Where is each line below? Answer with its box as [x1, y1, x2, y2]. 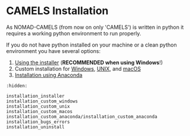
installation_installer [6, 93, 65, 99]
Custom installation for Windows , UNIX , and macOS [14, 65, 141, 72]
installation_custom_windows [6, 98, 78, 104]
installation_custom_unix [6, 103, 70, 110]
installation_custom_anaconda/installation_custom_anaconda [6, 114, 158, 120]
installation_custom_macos [6, 108, 73, 114]
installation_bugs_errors [6, 119, 70, 125]
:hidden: [6, 82, 28, 89]
